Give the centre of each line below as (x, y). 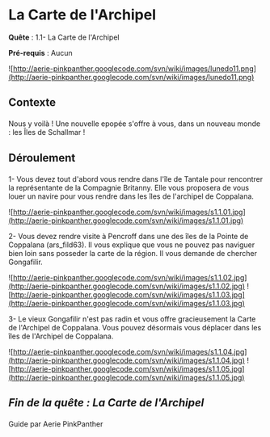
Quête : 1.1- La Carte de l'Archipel (64, 37)
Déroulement (42, 158)
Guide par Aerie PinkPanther (56, 424)
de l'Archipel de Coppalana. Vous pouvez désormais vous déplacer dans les (135, 327)
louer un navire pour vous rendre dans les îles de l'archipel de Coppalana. (131, 196)
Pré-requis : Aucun (40, 53)
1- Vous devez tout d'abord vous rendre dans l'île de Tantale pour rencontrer (136, 179)
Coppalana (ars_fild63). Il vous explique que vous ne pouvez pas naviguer (132, 245)
